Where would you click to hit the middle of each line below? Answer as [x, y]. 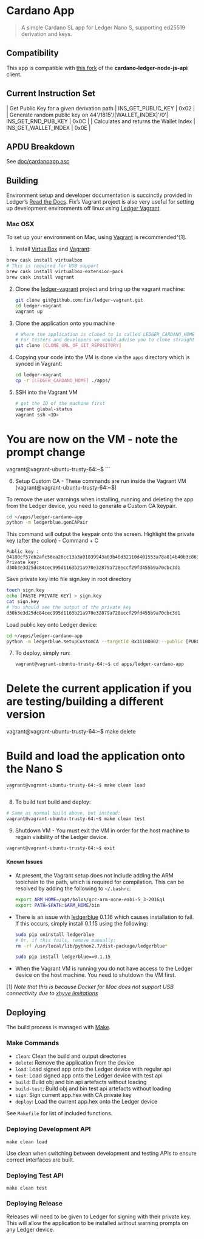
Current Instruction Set [51, 94]
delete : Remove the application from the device [75, 1063]
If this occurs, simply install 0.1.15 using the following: [82, 923]
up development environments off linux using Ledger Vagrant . [84, 209]
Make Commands [33, 1043]
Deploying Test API [35, 1176]
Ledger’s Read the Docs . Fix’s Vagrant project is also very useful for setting [100, 202]
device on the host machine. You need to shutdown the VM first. [95, 975]
